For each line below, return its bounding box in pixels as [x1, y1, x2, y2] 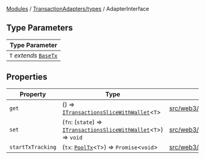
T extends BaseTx [9, 51, 58, 60]
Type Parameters [6, 23, 73, 33]
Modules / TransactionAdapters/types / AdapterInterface [6, 5, 149, 12]
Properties [6, 72, 48, 82]
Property [20, 90, 46, 98]
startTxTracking [9, 143, 57, 150]
